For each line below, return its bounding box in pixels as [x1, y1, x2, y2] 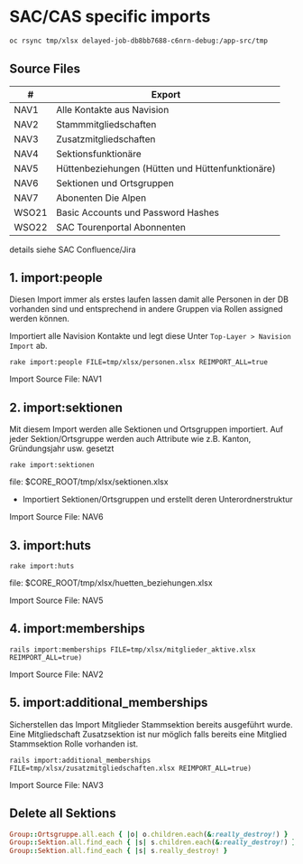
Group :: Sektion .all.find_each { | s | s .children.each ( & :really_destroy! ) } [9, 838, 297, 847]
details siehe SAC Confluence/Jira [9, 244, 137, 255]
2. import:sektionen [9, 399, 124, 415]
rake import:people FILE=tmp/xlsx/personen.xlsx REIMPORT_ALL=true [9, 358, 269, 367]
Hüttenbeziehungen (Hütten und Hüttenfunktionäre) [56, 162, 277, 174]
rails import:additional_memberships [9, 756, 151, 765]
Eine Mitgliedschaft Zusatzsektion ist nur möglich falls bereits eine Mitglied [9, 728, 287, 739]
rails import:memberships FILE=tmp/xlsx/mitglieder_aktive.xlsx [9, 644, 256, 654]
